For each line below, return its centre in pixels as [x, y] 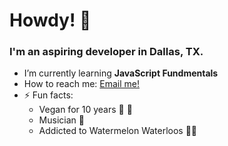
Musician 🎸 [61, 120]
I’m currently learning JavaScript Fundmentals [121, 73]
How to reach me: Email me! [82, 84]
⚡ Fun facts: [48, 95]
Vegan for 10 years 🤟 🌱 [85, 110]
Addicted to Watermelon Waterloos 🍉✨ [118, 131]
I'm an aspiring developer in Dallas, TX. [106, 52]
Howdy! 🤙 [50, 20]
